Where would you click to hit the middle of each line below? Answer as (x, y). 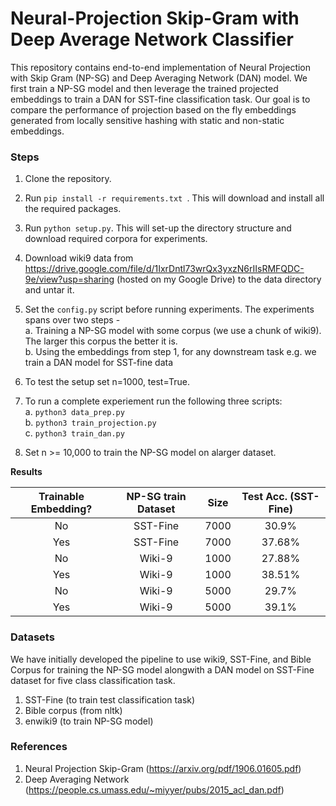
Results (26, 472)
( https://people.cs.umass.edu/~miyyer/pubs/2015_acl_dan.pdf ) (154, 789)
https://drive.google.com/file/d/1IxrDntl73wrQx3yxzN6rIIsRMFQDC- (164, 269)
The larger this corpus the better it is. (101, 341)
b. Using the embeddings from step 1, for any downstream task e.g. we (170, 352)
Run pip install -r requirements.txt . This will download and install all (174, 198)
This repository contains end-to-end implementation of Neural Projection (161, 67)
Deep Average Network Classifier (152, 39)
